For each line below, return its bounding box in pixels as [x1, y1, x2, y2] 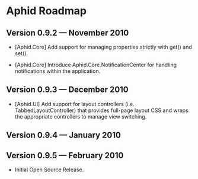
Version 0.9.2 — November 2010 [6, 28, 129, 38]
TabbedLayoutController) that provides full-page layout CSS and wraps [14, 107, 189, 114]
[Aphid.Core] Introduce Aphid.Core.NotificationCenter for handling [14, 61, 177, 68]
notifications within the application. [14, 68, 101, 75]
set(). [14, 50, 28, 57]
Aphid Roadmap [6, 4, 87, 18]
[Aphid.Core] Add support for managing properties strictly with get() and [14, 43, 192, 50]
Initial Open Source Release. [14, 166, 84, 173]
